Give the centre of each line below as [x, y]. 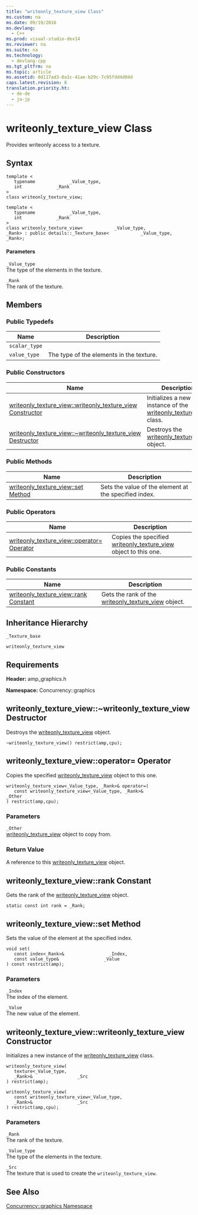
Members [24, 305]
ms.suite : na [22, 50]
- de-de [21, 94]
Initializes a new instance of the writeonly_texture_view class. [80, 1055]
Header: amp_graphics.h [36, 679]
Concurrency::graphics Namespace [49, 1206]
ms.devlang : [21, 28]
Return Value [25, 849]
